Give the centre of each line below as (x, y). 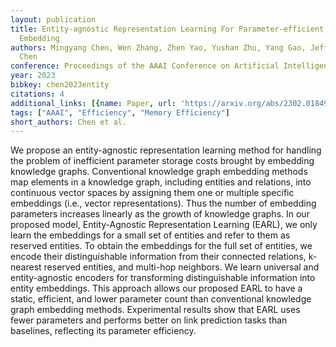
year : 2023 (33, 76)
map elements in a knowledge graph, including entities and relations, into (161, 182)
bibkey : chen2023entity (60, 85)
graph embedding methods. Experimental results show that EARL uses (155, 310)
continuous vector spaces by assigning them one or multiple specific (152, 193)
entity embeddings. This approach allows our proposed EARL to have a (156, 288)
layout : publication (53, 19)
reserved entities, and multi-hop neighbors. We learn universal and (181, 267)
